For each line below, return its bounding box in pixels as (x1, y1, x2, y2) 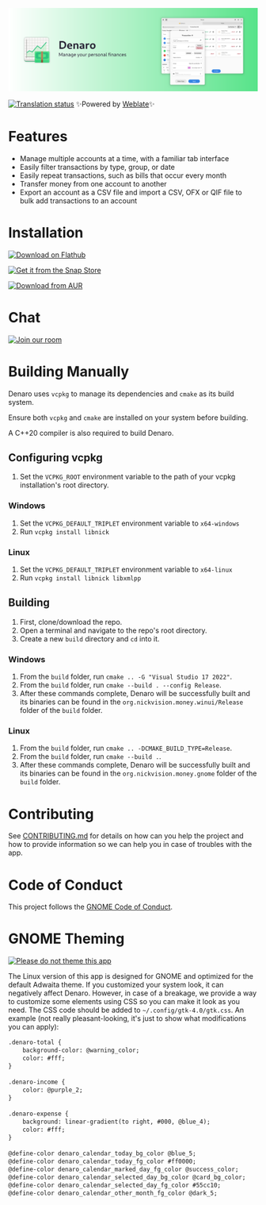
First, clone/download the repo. (19, 617, 123, 626)
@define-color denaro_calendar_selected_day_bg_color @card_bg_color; (8, 1173, 246, 1182)
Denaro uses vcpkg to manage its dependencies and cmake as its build (8, 389, 235, 398)
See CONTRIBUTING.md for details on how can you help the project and (8, 831, 244, 841)
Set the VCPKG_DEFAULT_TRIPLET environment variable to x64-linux (19, 564, 233, 574)
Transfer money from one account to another (19, 179, 168, 188)
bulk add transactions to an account (19, 195, 138, 206)
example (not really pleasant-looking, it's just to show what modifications (8, 1014, 247, 1023)
